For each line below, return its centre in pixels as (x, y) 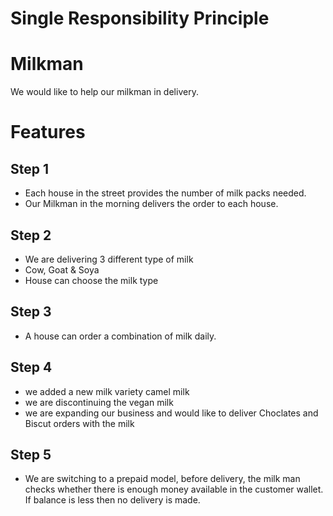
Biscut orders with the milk (79, 423)
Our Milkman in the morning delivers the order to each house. (151, 204)
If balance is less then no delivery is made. (112, 500)
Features (48, 132)
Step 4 (31, 367)
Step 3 (31, 312)
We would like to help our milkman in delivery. (104, 92)
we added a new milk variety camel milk (107, 391)
